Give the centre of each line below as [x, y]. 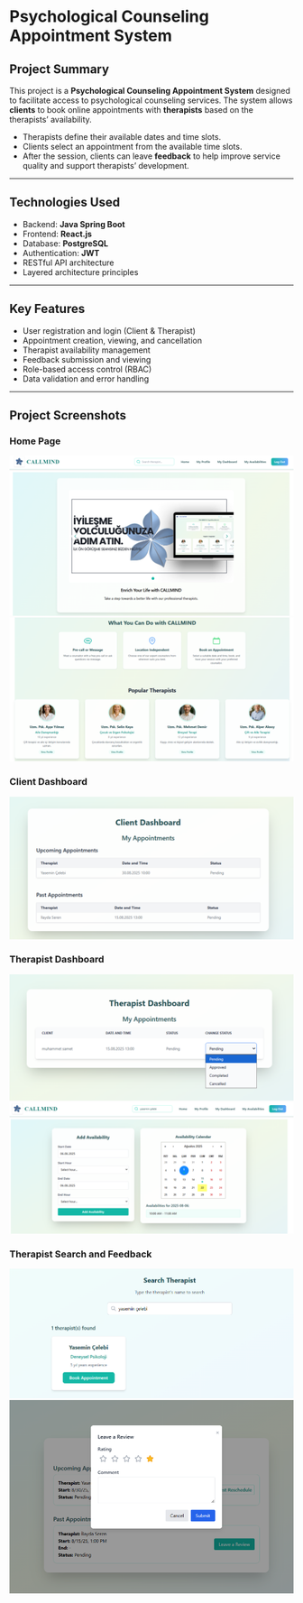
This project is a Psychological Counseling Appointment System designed [150, 91]
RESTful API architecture [68, 263]
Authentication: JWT [61, 253]
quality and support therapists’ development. [106, 166]
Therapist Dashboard [57, 960]
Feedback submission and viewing [87, 359]
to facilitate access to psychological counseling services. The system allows [151, 100]
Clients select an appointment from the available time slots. [132, 147]
